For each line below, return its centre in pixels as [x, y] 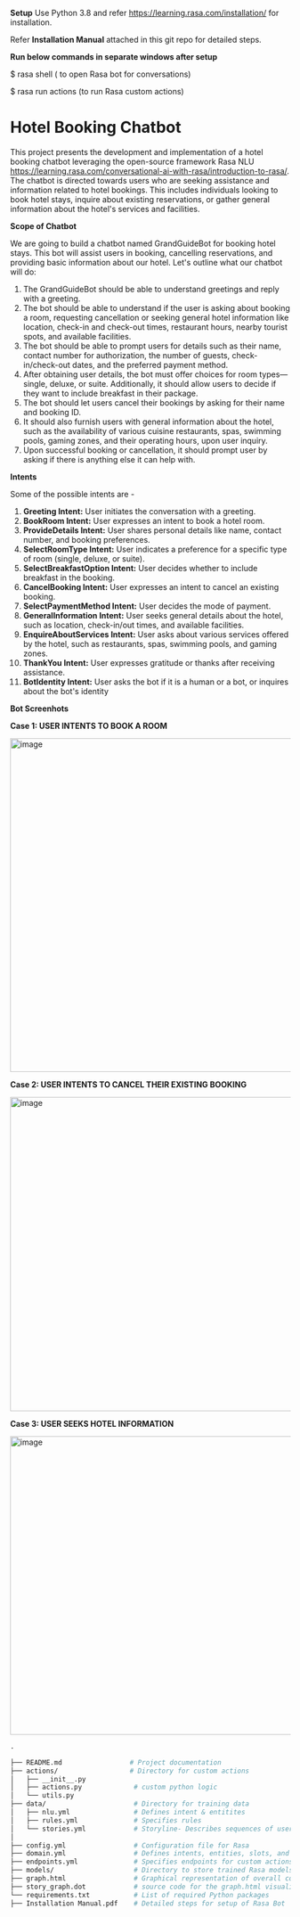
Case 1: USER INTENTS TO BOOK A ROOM [89, 725]
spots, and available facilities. [77, 336]
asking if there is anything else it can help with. [109, 459]
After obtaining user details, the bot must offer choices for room [140, 374]
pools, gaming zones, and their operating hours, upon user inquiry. [145, 440]
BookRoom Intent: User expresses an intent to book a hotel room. [144, 520]
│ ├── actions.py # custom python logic [114, 1787]
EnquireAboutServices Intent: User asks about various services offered [156, 634]
